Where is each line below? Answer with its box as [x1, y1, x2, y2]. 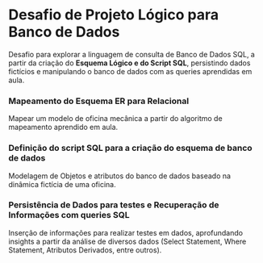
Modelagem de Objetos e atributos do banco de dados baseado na [8, 171, 232, 181]
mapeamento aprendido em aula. [8, 123, 119, 132]
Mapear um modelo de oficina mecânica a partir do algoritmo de [8, 114, 223, 123]
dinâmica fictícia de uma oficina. [8, 179, 116, 189]
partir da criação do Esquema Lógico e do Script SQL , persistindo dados [8, 58, 251, 68]
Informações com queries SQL [8, 210, 130, 221]
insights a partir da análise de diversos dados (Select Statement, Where [8, 236, 247, 246]
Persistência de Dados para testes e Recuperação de [8, 199, 219, 211]
